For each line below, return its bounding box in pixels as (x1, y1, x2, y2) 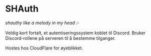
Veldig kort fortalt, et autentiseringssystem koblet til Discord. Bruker (5, 30, 146, 36)
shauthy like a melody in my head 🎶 (5, 20, 79, 26)
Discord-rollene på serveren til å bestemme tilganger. (5, 35, 116, 41)
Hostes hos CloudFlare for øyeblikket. (5, 45, 84, 51)
